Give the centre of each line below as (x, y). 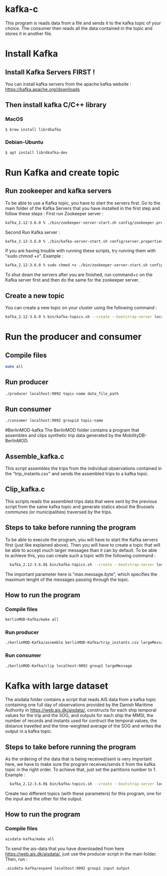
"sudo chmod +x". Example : (34, 256)
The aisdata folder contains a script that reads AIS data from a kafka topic (81, 700)
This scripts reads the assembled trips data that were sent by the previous (81, 501)
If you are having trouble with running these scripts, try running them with (81, 251)
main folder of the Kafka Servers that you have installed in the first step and (83, 208)
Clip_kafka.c (25, 489)
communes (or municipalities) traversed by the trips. (59, 512)
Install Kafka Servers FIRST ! (50, 72)
